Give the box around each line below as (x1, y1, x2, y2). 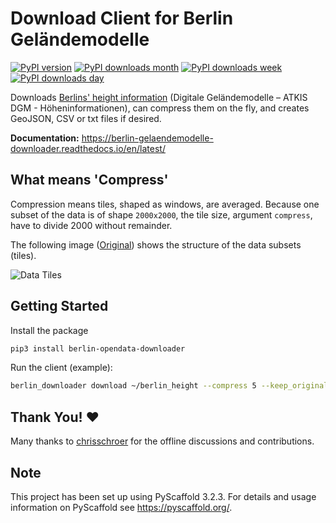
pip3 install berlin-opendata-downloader (10, 343, 186, 354)
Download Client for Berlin (10, 7, 234, 30)
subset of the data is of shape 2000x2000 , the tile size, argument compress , (10, 208, 313, 221)
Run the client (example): (10, 362, 113, 374)
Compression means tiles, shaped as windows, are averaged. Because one (10, 198, 320, 210)
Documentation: (10, 132, 80, 144)
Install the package (10, 324, 89, 336)
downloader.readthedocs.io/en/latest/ (10, 142, 166, 154)
